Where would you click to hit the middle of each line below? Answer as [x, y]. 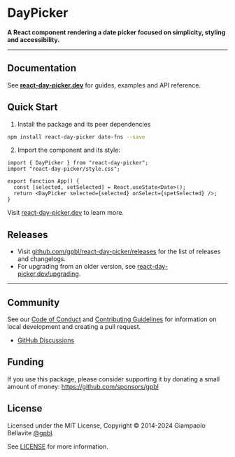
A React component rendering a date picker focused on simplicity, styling [116, 32]
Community [34, 302]
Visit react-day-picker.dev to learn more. [66, 213]
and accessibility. [34, 39]
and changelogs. [42, 259]
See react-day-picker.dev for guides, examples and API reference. [104, 85]
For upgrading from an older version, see [77, 267]
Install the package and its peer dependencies [84, 124]
